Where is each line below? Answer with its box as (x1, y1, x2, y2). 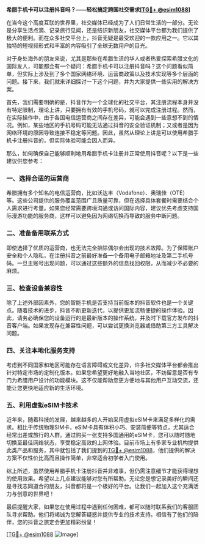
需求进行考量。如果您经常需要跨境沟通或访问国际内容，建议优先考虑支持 (11, 204, 193, 212)
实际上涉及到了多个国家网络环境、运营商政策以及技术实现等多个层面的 (22, 70, 199, 77)
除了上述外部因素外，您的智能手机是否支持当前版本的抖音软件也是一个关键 (6, 299, 193, 306)
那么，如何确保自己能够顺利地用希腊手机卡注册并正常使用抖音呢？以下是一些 (6, 150, 199, 157)
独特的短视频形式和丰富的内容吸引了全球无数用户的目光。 (6, 42, 151, 49)
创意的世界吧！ (16, 490, 55, 497)
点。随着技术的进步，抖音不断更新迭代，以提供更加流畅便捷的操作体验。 (6, 306, 188, 314)
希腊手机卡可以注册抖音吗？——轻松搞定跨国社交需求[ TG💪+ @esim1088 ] (6, 6, 191, 13)
